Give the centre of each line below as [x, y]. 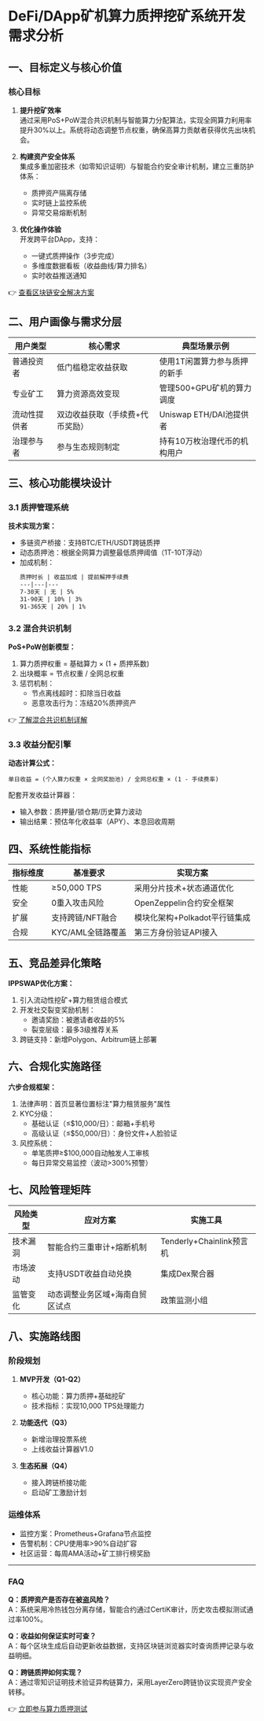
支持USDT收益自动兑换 [89, 1273]
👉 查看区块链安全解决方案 [51, 292]
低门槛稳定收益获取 [92, 367]
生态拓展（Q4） [46, 1466]
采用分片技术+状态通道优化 [184, 888]
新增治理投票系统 [59, 1439]
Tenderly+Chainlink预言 [205, 1241]
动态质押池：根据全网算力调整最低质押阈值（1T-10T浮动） [113, 552]
